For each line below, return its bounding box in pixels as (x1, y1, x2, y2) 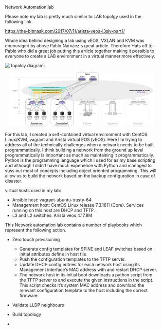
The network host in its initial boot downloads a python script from (19, 272, 153, 278)
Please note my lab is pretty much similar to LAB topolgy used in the (5, 14, 142, 19)
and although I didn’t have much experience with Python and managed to (5, 163, 152, 169)
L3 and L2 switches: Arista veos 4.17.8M (12, 213, 92, 218)
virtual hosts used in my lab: (5, 188, 62, 194)
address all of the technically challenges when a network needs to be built (5, 142, 154, 148)
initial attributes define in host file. (19, 251, 88, 257)
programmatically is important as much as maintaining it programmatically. (5, 152, 155, 158)
